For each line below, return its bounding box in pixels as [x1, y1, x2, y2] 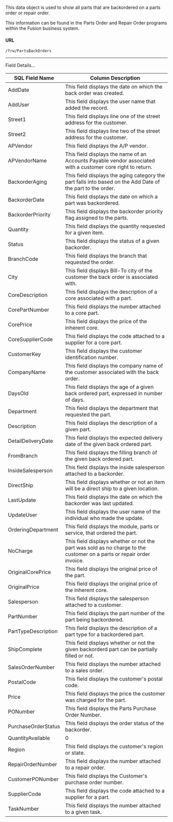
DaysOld [8, 390, 29, 397]
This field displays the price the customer [65, 690, 165, 698]
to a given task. [65, 809, 102, 816]
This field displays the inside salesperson [65, 464, 165, 471]
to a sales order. [65, 667, 105, 674]
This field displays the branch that [65, 252, 147, 259]
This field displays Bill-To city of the [65, 267, 153, 274]
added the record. [65, 104, 109, 112]
